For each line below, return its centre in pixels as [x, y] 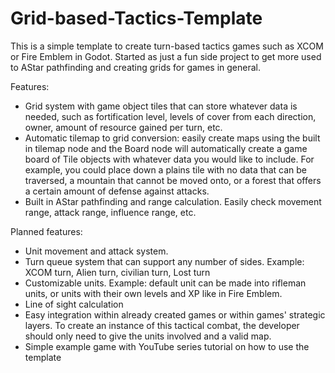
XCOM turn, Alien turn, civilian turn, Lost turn [117, 272]
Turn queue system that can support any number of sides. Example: [164, 261]
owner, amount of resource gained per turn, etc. [123, 127]
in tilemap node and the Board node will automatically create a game [166, 148]
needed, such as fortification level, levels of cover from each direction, [170, 116]
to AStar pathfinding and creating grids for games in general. [135, 67]
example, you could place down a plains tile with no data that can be [165, 169]
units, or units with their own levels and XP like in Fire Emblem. [153, 293]
